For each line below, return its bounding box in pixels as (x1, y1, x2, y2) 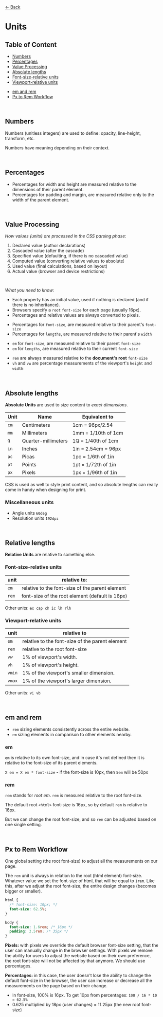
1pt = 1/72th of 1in (72, 461, 117, 468)
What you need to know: (5, 287, 54, 293)
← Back (5, 4, 20, 10)
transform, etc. (5, 135, 35, 141)
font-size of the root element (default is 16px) (21, 592, 127, 599)
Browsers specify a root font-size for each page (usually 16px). (12, 307, 141, 313)
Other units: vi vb (5, 690, 41, 695)
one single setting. (5, 822, 42, 828)
